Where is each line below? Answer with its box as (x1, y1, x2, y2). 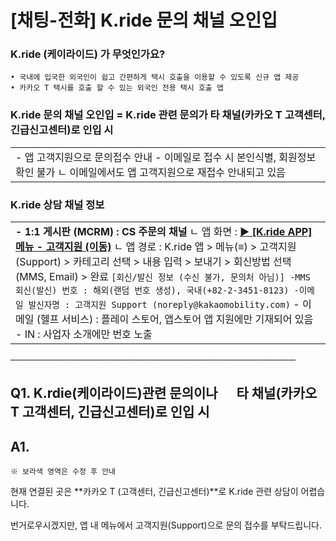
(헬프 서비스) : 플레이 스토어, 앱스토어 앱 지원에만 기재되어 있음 (36, 312, 314, 326)
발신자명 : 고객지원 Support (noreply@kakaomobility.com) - (28, 297, 300, 311)
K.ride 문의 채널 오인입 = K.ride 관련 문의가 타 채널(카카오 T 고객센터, (10, 108, 326, 122)
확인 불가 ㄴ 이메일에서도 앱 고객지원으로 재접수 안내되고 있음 (15, 165, 286, 179)
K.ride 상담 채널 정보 (10, 197, 105, 211)
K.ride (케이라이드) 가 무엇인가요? (10, 47, 166, 61)
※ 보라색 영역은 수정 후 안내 (10, 467, 117, 477)
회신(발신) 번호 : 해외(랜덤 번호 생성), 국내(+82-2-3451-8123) (15, 285, 290, 296)
